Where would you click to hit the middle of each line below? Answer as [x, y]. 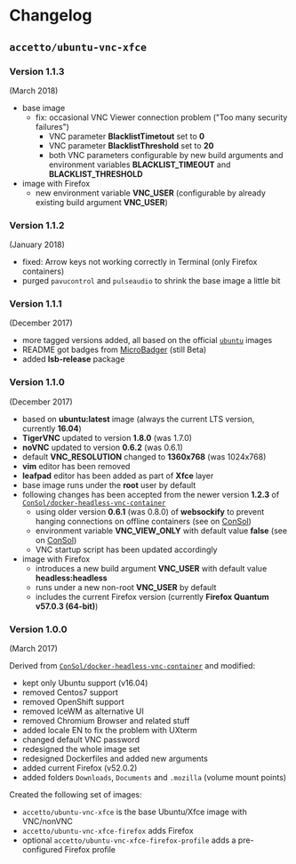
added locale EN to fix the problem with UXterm [109, 731]
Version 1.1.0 [37, 382]
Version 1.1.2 [37, 225]
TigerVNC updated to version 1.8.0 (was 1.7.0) [107, 437]
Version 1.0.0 [38, 629]
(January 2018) [37, 244]
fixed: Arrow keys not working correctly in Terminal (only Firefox [140, 262]
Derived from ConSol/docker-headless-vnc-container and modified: [132, 666]
